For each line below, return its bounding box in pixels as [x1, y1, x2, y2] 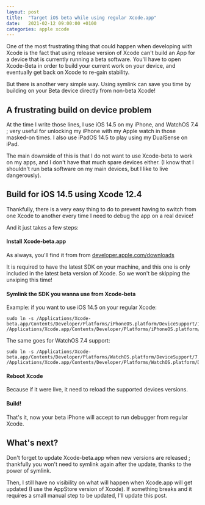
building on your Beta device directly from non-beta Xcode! [6, 87, 156, 95]
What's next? [6, 438, 59, 448]
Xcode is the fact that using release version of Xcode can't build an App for [6, 49, 196, 57]
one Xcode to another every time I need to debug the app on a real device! [6, 212, 194, 219]
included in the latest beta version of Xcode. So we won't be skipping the [6, 270, 190, 277]
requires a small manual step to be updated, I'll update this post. [6, 492, 168, 499]
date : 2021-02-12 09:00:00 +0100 [6, 20, 97, 26]
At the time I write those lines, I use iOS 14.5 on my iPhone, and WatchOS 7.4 [6, 121, 198, 128]
